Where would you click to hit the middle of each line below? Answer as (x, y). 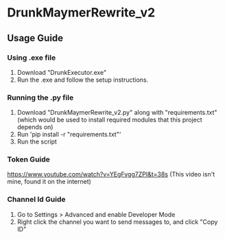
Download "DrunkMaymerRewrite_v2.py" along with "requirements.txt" (117, 113)
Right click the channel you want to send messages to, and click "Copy (117, 222)
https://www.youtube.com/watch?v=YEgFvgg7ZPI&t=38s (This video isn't (111, 174)
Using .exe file (32, 58)
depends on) (35, 127)
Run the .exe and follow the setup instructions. (83, 80)
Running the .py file (40, 98)
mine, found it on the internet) (49, 182)
